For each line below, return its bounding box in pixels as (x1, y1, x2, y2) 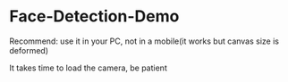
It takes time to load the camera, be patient (9, 62, 167, 73)
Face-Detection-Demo (9, 6, 180, 27)
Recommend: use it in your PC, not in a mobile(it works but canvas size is (9, 36, 280, 46)
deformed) (9, 45, 49, 55)
